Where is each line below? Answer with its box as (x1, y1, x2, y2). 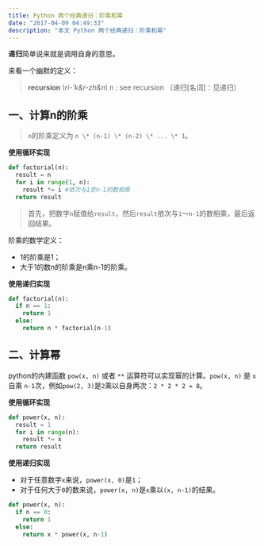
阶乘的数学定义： (8, 235, 64, 244)
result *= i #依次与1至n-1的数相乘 (22, 186, 131, 194)
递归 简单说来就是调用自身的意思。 (8, 49, 120, 59)
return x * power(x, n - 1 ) (22, 530, 109, 538)
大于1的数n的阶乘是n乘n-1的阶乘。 (19, 262, 132, 271)
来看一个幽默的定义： (8, 66, 78, 75)
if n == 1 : (15, 302, 52, 310)
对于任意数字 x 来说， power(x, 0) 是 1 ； (19, 475, 143, 485)
